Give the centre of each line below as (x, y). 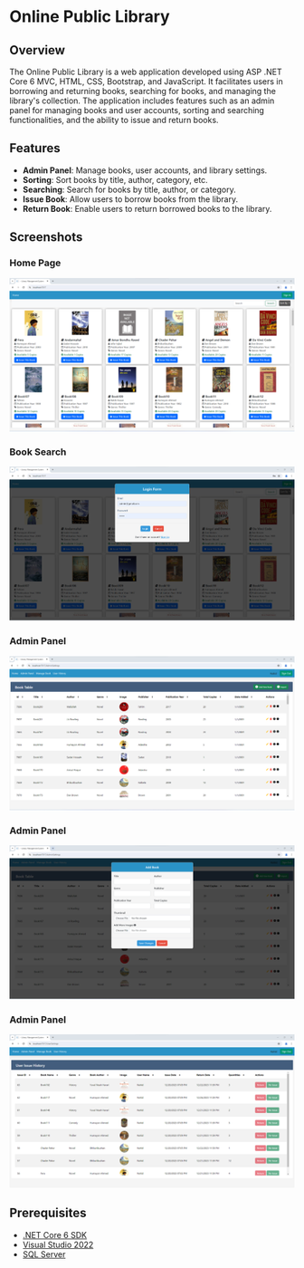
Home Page (35, 263)
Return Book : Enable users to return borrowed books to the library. (147, 208)
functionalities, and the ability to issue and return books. (114, 120)
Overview (38, 50)
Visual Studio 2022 (58, 1244)
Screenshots (46, 237)
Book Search (38, 452)
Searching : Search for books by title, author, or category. (129, 189)
